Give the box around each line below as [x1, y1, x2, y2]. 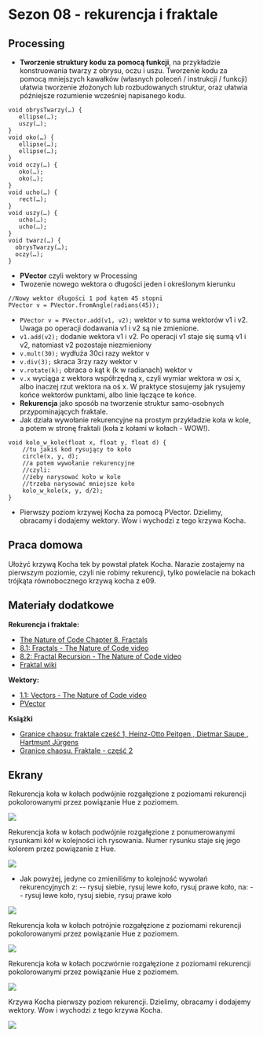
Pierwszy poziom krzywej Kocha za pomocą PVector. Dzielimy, [19, 508, 223, 517]
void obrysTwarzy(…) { [8, 106, 82, 114]
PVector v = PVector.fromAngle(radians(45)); [8, 301, 159, 309]
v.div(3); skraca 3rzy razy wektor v [19, 357, 138, 366]
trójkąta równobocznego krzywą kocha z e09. [8, 575, 157, 586]
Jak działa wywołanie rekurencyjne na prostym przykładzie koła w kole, [19, 415, 251, 425]
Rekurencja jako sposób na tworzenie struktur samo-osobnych [19, 399, 225, 407]
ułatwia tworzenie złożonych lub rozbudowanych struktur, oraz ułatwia [19, 82, 248, 92]
